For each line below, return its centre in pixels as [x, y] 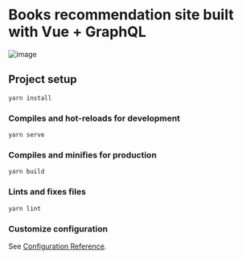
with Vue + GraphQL [78, 32]
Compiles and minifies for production [82, 154]
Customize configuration [58, 228]
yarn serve [27, 135]
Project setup [43, 79]
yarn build [27, 172]
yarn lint [25, 208]
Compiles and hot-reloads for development [94, 118]
